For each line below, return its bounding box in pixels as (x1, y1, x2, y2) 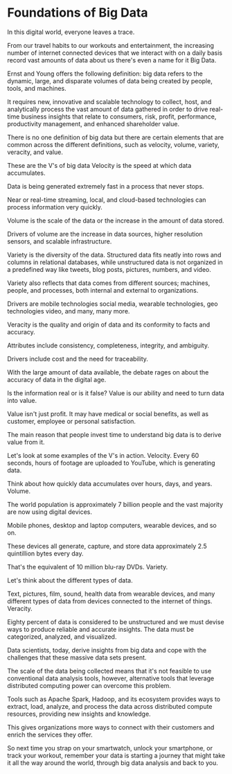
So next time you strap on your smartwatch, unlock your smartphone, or (7, 743, 213, 752)
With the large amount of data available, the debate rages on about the (7, 368, 209, 376)
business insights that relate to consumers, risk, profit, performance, (21, 112, 217, 121)
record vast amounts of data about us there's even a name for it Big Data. (7, 55, 217, 64)
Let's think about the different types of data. (7, 576, 133, 584)
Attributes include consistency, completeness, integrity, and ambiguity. (7, 341, 210, 350)
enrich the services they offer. (7, 730, 93, 739)
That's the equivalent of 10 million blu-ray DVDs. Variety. (7, 562, 168, 571)
